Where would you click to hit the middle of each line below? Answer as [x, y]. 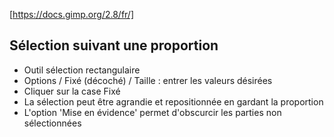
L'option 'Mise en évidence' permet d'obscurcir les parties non [152, 112]
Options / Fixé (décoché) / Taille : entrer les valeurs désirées [148, 80]
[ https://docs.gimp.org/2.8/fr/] [72, 14]
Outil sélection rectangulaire [82, 70]
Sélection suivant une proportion [114, 45]
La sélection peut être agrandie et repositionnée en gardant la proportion [173, 101]
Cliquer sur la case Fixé [72, 91]
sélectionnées [52, 123]
